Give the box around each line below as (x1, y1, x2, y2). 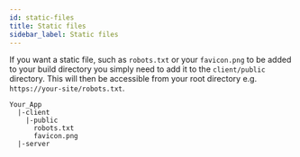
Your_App (9, 100, 42, 109)
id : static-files (9, 13, 75, 22)
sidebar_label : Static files (9, 30, 119, 39)
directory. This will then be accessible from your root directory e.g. (9, 74, 258, 84)
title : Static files (9, 22, 87, 31)
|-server (17, 140, 50, 149)
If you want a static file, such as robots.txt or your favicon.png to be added (9, 55, 292, 65)
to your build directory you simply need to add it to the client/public (9, 64, 266, 74)
